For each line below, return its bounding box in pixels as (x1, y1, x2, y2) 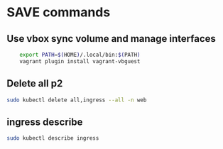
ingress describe (6, 116, 83, 128)
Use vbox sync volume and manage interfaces (6, 33, 216, 45)
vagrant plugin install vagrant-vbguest (19, 57, 141, 65)
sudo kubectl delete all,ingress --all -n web (6, 96, 147, 104)
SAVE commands (6, 4, 111, 21)
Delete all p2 (6, 77, 63, 89)
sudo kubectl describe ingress (6, 135, 99, 142)
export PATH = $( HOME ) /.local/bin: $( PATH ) (19, 51, 141, 58)
